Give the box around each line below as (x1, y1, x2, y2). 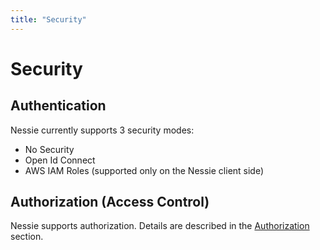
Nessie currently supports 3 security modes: (10, 124, 195, 136)
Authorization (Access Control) (10, 194, 210, 211)
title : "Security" (10, 14, 87, 25)
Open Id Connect (24, 154, 96, 166)
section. (10, 231, 44, 243)
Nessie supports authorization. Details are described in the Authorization (10, 220, 310, 232)
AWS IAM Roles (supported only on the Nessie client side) (24, 164, 265, 176)
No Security (24, 143, 75, 155)
